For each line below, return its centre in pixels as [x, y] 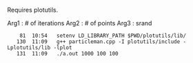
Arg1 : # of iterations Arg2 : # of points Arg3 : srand [80, 23]
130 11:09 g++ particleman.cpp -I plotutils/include [98, 42]
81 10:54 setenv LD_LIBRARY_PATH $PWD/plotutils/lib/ [103, 36]
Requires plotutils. [33, 10]
